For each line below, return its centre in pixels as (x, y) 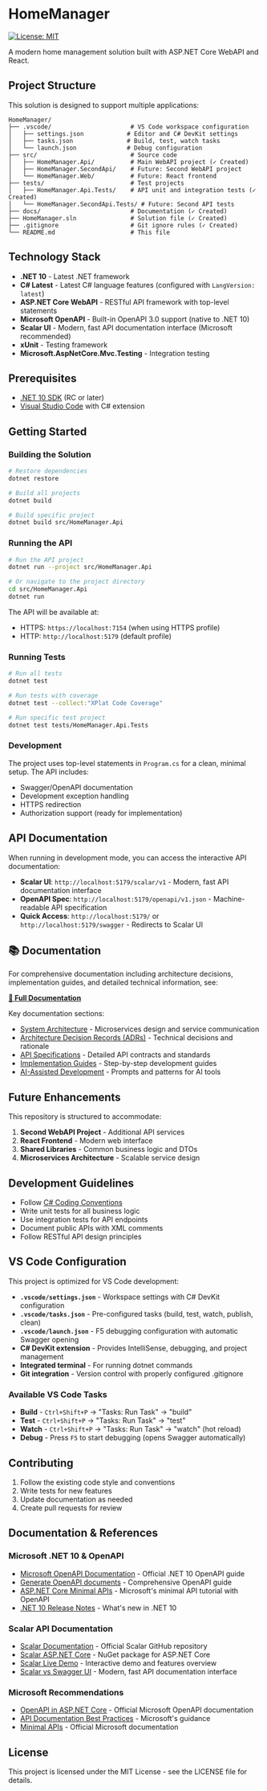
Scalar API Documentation (61, 1629)
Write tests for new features (66, 1491)
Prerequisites (42, 378)
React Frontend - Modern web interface (86, 1141)
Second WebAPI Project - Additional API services (102, 1132)
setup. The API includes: (49, 772)
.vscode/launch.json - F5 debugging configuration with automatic (129, 1330)
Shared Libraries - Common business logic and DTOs (109, 1150)
